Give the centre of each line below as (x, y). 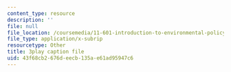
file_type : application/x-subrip (55, 39)
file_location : (29, 33)
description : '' (30, 20)
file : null (23, 26)
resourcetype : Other (37, 45)
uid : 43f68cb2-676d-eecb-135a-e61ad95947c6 (70, 58)
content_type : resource (41, 13)
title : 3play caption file (46, 52)
